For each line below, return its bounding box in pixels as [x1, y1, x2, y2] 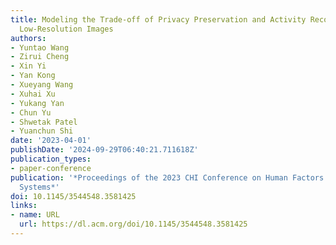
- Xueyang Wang [10, 80, 74, 90]
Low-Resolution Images [19, 24, 114, 34]
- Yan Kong [10, 71, 56, 81]
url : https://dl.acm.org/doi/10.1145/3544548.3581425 [19, 219, 248, 230]
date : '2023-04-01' [10, 136, 92, 146]
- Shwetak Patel [10, 117, 78, 127]
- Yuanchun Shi [10, 126, 74, 136]
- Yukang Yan [10, 98, 65, 108]
